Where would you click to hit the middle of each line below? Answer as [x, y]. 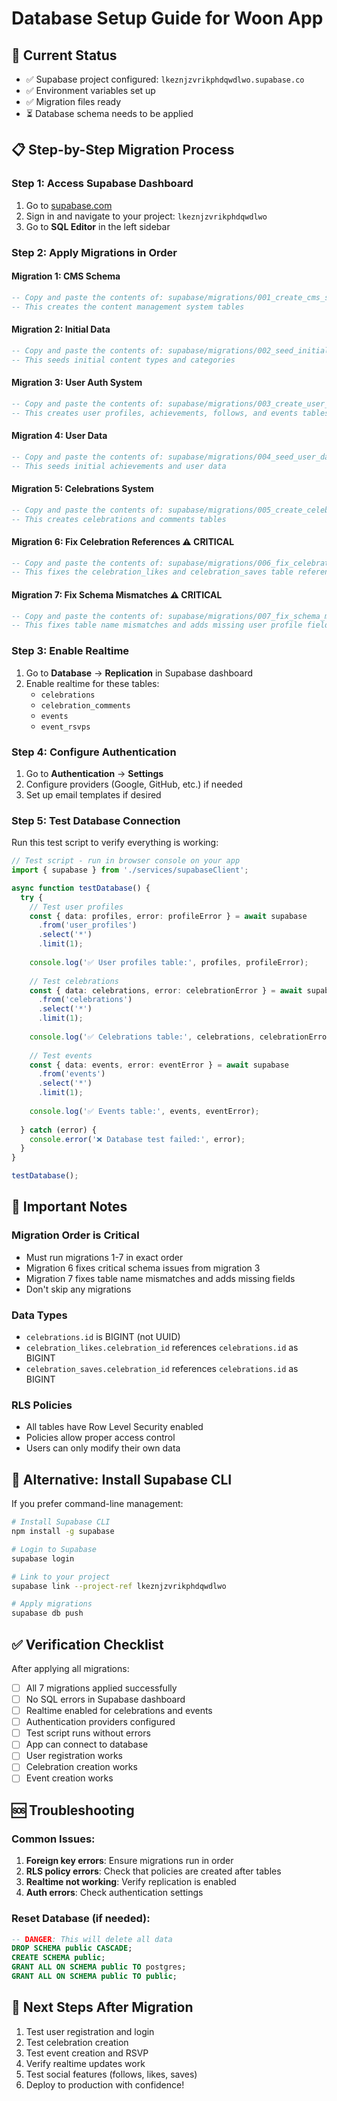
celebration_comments [85, 705]
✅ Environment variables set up [90, 90]
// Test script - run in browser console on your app [126, 861]
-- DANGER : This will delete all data [92, 1939]
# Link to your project [61, 1577]
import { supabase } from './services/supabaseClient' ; [130, 870]
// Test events [61, 1055]
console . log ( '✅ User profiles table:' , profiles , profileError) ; [169, 962]
